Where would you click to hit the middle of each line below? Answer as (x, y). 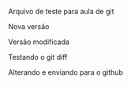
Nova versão (29, 26)
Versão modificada (39, 42)
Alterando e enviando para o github (66, 72)
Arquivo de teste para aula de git (61, 11)
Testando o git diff (38, 57)
